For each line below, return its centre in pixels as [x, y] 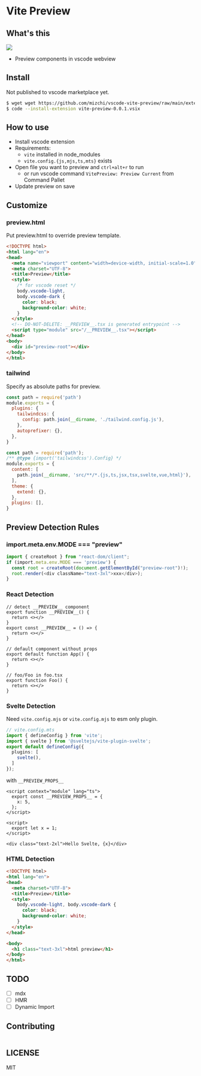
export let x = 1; [35, 828]
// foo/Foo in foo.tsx [34, 675]
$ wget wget [21, 103]
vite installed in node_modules [62, 155]
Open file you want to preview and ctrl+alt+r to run [79, 167]
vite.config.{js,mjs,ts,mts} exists [68, 161]
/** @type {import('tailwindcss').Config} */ [64, 458]
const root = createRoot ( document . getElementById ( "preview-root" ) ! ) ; [100, 568]
